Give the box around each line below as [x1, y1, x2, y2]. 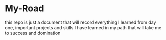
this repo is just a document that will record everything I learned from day [5, 19, 156, 25]
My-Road [5, 3, 44, 14]
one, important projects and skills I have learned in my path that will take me [5, 24, 162, 30]
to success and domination [5, 30, 61, 36]
